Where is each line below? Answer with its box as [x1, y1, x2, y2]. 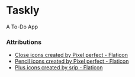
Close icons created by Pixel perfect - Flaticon [14, 52, 128, 59]
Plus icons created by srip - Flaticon [14, 64, 103, 71]
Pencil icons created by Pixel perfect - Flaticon [14, 57, 129, 65]
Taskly [6, 4, 40, 17]
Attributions [6, 38, 42, 46]
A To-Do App [6, 23, 38, 30]
